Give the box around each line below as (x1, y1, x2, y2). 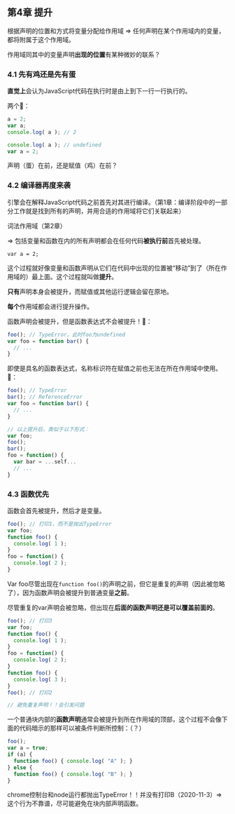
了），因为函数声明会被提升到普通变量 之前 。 (7, 588, 133, 597)
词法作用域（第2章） (7, 222, 66, 230)
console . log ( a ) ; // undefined (7, 141, 101, 149)
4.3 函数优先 (7, 489, 50, 499)
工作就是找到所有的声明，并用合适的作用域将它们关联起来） (13, 206, 185, 215)
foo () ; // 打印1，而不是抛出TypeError (7, 520, 112, 527)
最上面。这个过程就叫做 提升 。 (31, 272, 117, 280)
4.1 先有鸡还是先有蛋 (7, 69, 76, 79)
